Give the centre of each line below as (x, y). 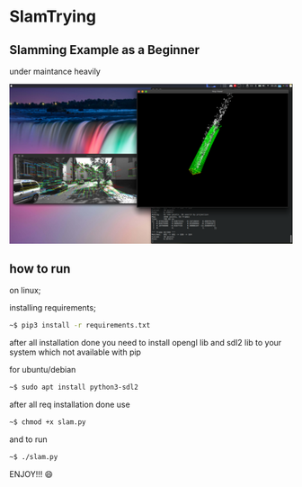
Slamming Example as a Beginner (105, 50)
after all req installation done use (70, 405)
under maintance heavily (55, 71)
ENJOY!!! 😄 (31, 473)
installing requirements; (53, 308)
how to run (40, 269)
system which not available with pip (75, 352)
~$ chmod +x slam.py (48, 422)
